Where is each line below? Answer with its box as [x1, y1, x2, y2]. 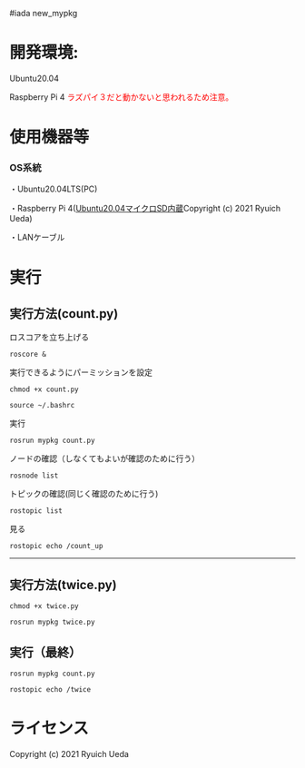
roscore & [9, 350, 47, 359]
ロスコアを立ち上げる [9, 331, 89, 343]
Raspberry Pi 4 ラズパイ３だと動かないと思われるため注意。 [9, 91, 234, 103]
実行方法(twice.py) [9, 576, 117, 593]
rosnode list [9, 471, 59, 480]
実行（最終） [9, 645, 82, 660]
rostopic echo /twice [9, 685, 92, 694]
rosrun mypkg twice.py [9, 617, 95, 627]
